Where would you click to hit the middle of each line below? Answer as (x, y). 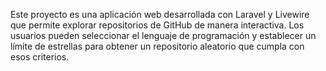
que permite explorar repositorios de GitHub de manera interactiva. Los (157, 25)
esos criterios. (40, 57)
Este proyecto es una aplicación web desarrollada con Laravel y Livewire (160, 14)
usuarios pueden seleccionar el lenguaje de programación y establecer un (163, 35)
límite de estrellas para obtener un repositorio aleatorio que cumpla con (157, 46)
